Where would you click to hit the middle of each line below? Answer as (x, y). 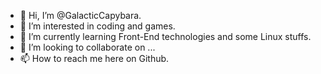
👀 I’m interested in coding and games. (97, 26)
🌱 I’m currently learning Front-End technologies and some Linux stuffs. (165, 36)
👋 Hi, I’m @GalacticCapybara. (80, 15)
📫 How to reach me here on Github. (94, 58)
